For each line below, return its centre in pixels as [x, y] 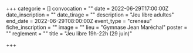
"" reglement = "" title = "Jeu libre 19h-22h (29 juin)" [69, 34]
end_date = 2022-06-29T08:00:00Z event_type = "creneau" [79, 21]
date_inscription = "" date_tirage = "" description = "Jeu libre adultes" [90, 15]
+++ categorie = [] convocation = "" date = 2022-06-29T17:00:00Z [87, 9]
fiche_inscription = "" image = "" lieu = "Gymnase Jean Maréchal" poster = [97, 27]
